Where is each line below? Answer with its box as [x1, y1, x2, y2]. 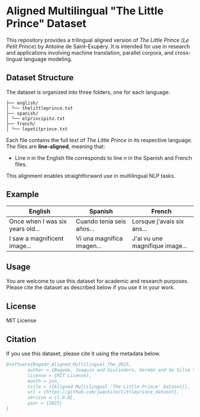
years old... [9, 224, 40, 233]
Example [6, 189, 39, 200]
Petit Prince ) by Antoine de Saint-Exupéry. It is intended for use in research [6, 43, 190, 50]
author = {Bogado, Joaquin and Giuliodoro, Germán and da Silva [27, 367, 190, 373]
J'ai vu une [132, 234, 163, 242]
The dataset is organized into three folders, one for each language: [6, 88, 170, 96]
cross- [174, 49, 191, 56]
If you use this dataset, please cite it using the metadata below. [6, 350, 161, 357]
